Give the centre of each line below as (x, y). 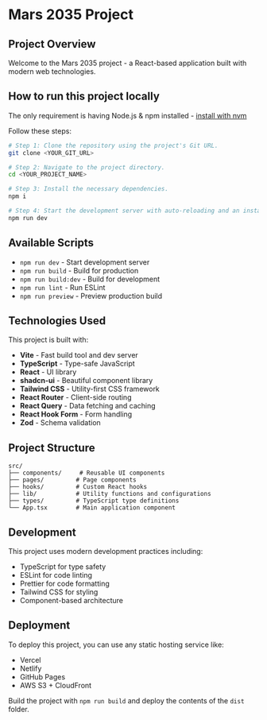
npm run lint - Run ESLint (62, 287)
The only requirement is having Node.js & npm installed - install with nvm (128, 115)
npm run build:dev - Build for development (90, 279)
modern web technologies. (52, 72)
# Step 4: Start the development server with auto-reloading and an (124, 211)
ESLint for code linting (56, 575)
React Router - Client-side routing (75, 397)
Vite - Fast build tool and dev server (79, 355)
